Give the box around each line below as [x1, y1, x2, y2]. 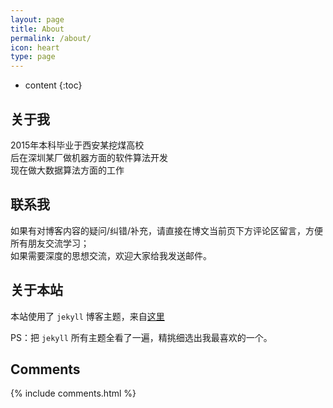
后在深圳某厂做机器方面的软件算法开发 [10, 151, 168, 163]
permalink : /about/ [10, 33, 92, 43]
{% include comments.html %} [10, 387, 137, 400]
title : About [10, 24, 65, 34]
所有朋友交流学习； [10, 237, 90, 249]
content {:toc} [24, 79, 83, 91]
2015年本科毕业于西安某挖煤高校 [10, 139, 145, 151]
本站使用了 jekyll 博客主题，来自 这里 [10, 310, 165, 322]
